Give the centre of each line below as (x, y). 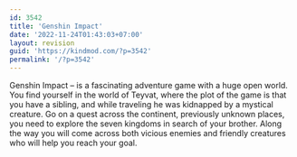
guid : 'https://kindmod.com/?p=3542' (81, 51)
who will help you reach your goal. (73, 143)
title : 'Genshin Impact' (56, 26)
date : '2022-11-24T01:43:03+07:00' (77, 34)
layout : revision (42, 43)
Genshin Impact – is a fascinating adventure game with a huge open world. (148, 85)
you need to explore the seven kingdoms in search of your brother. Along (146, 124)
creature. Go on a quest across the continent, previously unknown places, (147, 114)
